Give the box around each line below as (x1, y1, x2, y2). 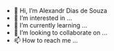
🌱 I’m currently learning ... (13, 21, 88, 29)
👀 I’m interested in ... (13, 14, 73, 22)
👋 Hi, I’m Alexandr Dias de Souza (13, 7, 108, 14)
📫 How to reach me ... (13, 37, 78, 44)
